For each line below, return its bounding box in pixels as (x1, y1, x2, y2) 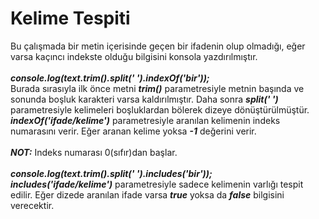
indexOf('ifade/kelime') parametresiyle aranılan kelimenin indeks (10, 114, 281, 126)
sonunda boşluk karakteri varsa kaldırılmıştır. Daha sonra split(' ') (10, 93, 279, 105)
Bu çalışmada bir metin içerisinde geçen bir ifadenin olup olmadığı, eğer (10, 40, 306, 52)
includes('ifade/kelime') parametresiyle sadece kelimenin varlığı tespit (10, 178, 304, 190)
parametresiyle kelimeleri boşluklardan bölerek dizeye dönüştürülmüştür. (10, 103, 310, 116)
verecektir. (10, 199, 55, 211)
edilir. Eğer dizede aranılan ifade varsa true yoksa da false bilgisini (10, 188, 285, 201)
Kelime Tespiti (10, 7, 131, 30)
